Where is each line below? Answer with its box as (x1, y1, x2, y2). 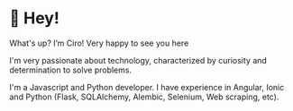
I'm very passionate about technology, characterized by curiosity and (9, 55, 268, 65)
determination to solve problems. (9, 64, 133, 75)
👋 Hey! (9, 8, 60, 29)
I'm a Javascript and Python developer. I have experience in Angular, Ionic (9, 81, 285, 92)
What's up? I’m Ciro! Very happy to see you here (9, 38, 189, 48)
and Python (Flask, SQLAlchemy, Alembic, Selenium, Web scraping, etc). (9, 91, 279, 102)
